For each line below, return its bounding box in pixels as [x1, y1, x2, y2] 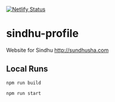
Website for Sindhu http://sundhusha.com [6, 46, 109, 53]
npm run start [6, 90, 42, 96]
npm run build [6, 80, 42, 86]
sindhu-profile [6, 27, 79, 40]
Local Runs [6, 64, 48, 74]
